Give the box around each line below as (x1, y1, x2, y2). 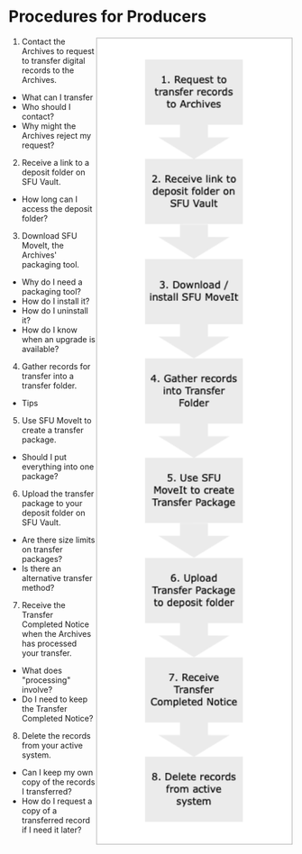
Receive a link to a (21, 157, 90, 168)
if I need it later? (21, 824, 82, 835)
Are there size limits (21, 534, 96, 545)
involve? (21, 684, 53, 695)
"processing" (21, 674, 71, 686)
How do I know (21, 324, 78, 335)
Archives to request (21, 45, 96, 56)
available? (21, 343, 59, 354)
